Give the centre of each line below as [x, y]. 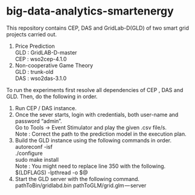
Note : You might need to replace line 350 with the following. [90, 166]
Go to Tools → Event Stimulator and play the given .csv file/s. [91, 127]
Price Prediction [35, 46]
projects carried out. [32, 34]
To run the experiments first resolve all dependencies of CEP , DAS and [95, 90]
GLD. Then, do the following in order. [52, 96]
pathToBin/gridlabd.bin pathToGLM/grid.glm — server [81, 185]
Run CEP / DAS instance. [46, 108]
